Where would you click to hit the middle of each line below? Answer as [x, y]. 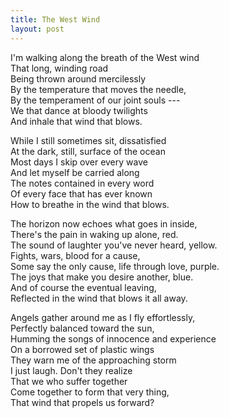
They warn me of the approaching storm [93, 360]
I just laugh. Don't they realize [71, 370]
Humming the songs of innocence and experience [113, 338]
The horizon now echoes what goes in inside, [104, 223]
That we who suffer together [69, 381]
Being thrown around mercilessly [78, 78]
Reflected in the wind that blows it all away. [99, 298]
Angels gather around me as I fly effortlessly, [103, 317]
